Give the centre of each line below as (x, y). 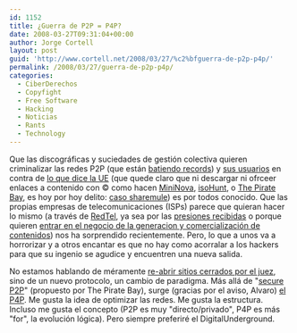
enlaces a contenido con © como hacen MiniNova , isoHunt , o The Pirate (143, 187)
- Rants (32, 126)
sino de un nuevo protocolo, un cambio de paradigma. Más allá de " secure (147, 280)
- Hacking (35, 109)
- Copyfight (40, 92)
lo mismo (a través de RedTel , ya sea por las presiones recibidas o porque (145, 216)
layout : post (34, 51)
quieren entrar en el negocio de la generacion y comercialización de (135, 225)
